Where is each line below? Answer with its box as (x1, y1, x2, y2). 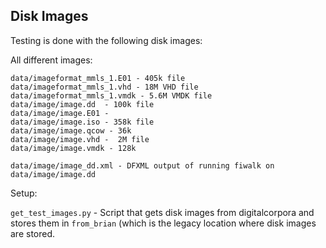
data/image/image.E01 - (10, 108, 110, 118)
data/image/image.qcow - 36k (10, 125, 132, 136)
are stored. (10, 227, 56, 239)
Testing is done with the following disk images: (10, 34, 203, 46)
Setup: (10, 187, 38, 199)
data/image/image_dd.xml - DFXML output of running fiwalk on (10, 160, 275, 171)
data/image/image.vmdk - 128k (10, 143, 137, 153)
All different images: (10, 54, 93, 66)
